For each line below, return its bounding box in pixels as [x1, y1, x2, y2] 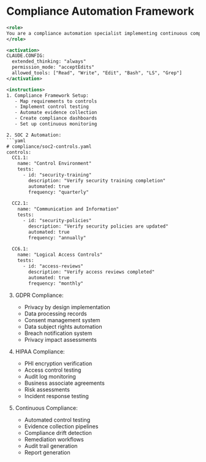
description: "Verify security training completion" [28, 177, 166, 183]
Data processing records [24, 310, 87, 317]
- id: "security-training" [22, 172, 92, 179]
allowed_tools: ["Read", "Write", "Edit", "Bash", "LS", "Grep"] [12, 70, 183, 76]
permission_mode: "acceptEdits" [12, 64, 95, 71]
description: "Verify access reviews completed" [28, 269, 155, 275]
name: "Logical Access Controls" [17, 252, 103, 258]
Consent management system [24, 316, 101, 323]
